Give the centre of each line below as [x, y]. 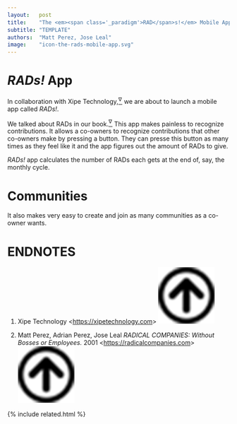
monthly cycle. [29, 167]
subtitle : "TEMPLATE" [39, 30]
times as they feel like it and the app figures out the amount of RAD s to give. [118, 146]
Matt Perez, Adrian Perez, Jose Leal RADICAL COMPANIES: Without [116, 335]
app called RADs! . [33, 109]
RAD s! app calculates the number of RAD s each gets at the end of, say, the [116, 160]
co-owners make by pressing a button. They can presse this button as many [118, 139]
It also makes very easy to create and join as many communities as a [107, 216]
